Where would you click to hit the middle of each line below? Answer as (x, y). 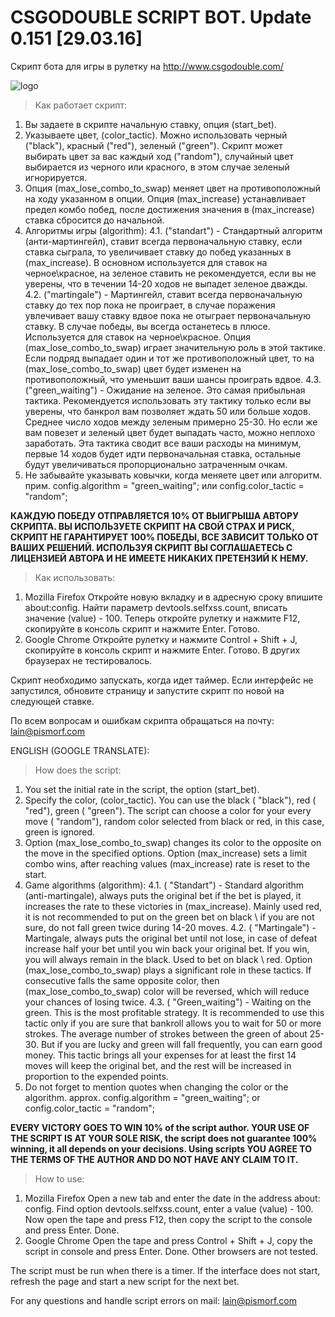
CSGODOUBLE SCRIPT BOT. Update (161, 17)
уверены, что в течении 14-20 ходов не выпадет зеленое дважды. (166, 283)
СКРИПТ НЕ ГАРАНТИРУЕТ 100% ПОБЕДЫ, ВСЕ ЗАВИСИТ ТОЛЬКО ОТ (164, 537)
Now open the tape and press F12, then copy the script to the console (168, 1219)
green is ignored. (60, 832)
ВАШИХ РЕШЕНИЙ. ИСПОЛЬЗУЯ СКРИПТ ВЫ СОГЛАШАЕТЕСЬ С (151, 547)
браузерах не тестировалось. (88, 660)
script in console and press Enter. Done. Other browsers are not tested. (171, 1251)
